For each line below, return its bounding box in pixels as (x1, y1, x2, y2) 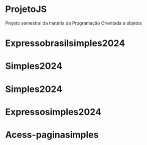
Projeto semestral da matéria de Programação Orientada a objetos (5, 20, 142, 26)
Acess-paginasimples (5, 129, 99, 140)
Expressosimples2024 (5, 106, 101, 117)
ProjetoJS (5, 3, 47, 15)
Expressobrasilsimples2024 (5, 37, 125, 49)
